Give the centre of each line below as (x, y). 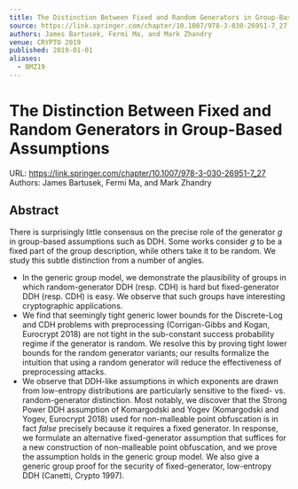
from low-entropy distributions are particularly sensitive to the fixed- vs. (153, 390)
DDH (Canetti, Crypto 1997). (73, 475)
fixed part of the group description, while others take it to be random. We (143, 250)
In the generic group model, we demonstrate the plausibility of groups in (154, 277)
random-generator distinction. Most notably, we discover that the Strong (154, 399)
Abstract (34, 211)
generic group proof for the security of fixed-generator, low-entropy (147, 466)
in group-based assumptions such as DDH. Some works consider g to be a (145, 241)
